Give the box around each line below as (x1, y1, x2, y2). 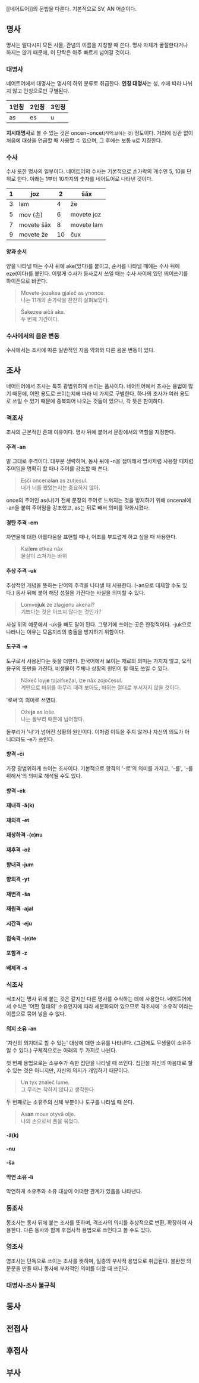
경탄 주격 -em (6, 518, 39, 526)
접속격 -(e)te (6, 934, 37, 941)
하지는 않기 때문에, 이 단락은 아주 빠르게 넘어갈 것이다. (6, 48, 131, 55)
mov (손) (18, 211, 43, 219)
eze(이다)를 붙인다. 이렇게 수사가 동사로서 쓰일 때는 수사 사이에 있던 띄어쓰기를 (6, 270, 188, 277)
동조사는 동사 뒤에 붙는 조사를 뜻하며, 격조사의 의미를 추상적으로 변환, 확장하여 (6, 1219, 187, 1226)
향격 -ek (6, 787, 26, 794)
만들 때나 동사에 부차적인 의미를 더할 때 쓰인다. (21, 1264, 129, 1272)
